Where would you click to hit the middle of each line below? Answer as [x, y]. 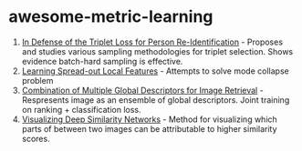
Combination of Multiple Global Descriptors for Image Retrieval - [142, 90]
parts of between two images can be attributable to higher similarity [149, 128]
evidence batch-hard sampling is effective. [102, 61]
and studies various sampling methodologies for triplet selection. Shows [157, 51]
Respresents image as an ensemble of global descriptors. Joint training [156, 100]
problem [37, 80]
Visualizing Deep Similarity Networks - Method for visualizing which [149, 119]
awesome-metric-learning [111, 17]
